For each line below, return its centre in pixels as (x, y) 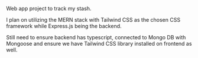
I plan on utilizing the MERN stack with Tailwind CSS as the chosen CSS (93, 20)
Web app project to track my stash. (49, 8)
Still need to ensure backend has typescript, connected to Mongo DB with (96, 37)
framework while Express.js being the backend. (64, 26)
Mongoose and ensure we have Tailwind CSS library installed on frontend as (99, 44)
